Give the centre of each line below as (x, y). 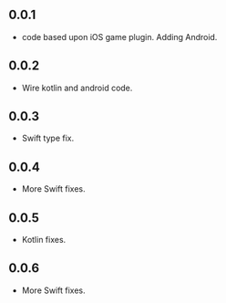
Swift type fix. (48, 138)
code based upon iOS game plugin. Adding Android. (119, 37)
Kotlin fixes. (44, 240)
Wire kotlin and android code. (77, 88)
